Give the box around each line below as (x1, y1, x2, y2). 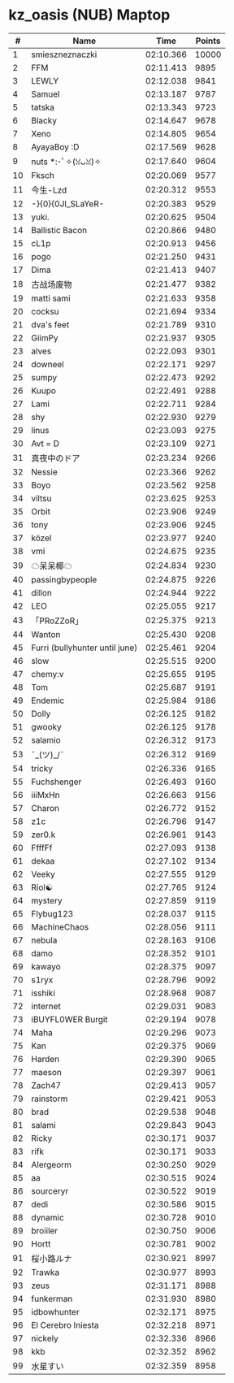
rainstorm (31, 1093, 68, 1104)
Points (195, 35, 221, 46)
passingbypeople (31, 574, 97, 585)
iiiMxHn (31, 789, 60, 800)
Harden (31, 1053, 59, 1064)
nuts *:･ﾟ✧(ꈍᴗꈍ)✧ (31, 156, 102, 167)
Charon (31, 802, 59, 813)
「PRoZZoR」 (31, 615, 84, 626)
